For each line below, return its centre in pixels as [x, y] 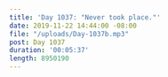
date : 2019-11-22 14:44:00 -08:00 [73, 26]
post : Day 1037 [37, 42]
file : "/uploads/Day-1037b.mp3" [69, 34]
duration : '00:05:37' [49, 50]
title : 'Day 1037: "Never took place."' [85, 17]
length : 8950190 [39, 58]
